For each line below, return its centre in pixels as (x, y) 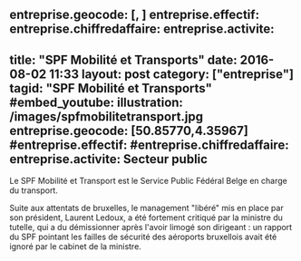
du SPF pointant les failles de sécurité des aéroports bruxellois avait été (143, 237)
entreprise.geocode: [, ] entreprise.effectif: (135, 15)
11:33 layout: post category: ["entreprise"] (172, 74)
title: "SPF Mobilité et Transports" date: (123, 59)
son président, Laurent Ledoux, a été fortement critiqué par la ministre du (146, 217)
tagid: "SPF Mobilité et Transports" (111, 88)
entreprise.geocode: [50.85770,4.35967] (129, 130)
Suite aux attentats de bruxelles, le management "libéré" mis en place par (146, 208)
